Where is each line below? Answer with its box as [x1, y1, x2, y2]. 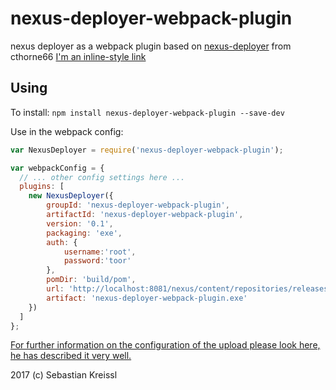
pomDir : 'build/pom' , [46, 275, 137, 285]
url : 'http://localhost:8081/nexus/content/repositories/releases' [46, 284, 333, 294]
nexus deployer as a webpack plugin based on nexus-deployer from [10, 40, 292, 52]
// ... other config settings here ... [19, 172, 186, 182]
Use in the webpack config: [10, 125, 124, 137]
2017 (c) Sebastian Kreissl [10, 369, 118, 381]
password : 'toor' [63, 256, 132, 266]
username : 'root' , [63, 247, 137, 257]
